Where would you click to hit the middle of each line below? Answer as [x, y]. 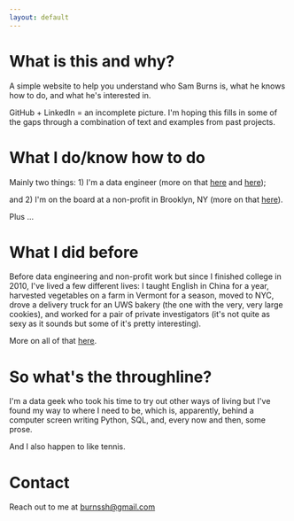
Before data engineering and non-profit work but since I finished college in [145, 276]
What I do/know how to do [107, 157]
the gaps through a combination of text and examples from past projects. [143, 121]
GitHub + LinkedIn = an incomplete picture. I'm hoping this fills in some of [143, 113]
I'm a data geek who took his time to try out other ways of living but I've [140, 401]
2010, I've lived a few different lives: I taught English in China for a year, [139, 286]
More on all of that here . [53, 341]
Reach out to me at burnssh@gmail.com [82, 507]
